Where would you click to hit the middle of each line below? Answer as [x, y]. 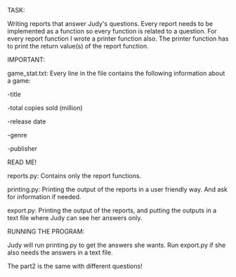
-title [14, 94]
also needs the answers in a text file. [60, 252]
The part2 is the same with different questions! [75, 266]
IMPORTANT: [26, 60]
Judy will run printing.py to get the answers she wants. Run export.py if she [117, 245]
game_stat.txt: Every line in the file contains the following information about [116, 73]
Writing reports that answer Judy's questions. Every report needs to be [110, 23]
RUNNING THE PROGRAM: [46, 231]
